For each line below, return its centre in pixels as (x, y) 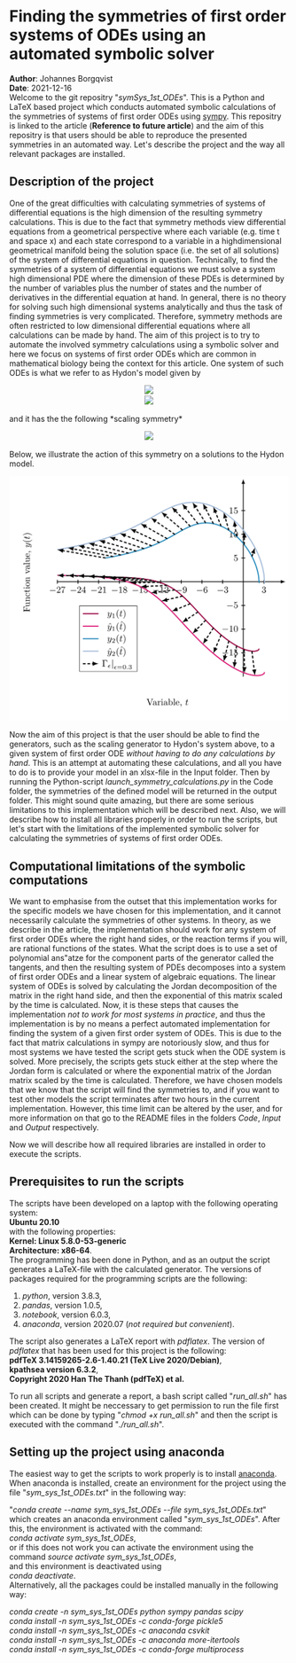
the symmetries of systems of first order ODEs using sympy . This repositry (145, 116)
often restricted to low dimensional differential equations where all (130, 325)
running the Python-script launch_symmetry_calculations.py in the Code (141, 782)
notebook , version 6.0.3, (66, 1315)
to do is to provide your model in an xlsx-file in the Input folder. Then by (140, 772)
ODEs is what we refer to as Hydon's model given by (105, 372)
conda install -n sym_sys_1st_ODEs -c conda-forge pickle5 (116, 1620)
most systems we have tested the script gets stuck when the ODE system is (148, 1052)
